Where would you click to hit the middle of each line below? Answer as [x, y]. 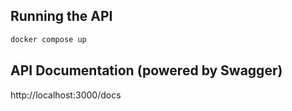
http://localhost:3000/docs [66, 95]
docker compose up [48, 39]
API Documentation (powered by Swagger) [146, 70]
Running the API [61, 16]
